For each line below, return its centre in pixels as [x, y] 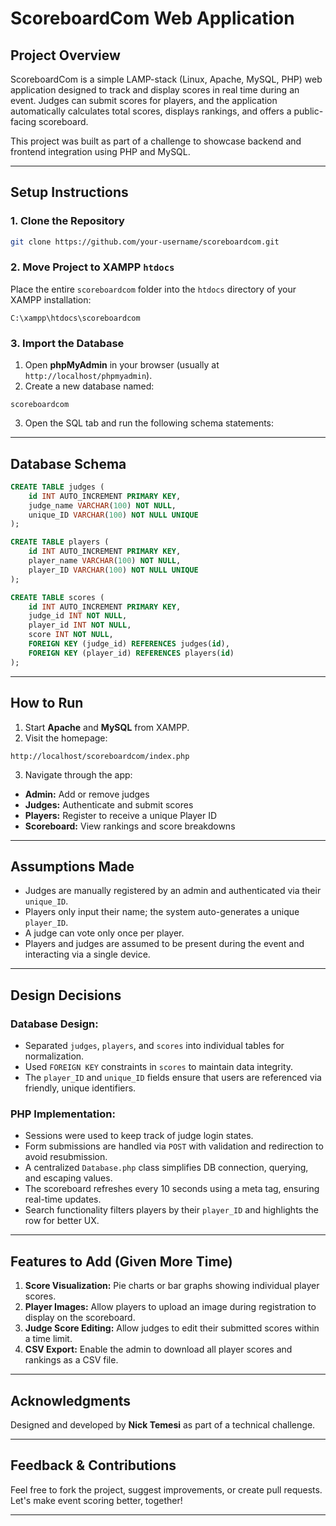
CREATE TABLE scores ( [57, 597]
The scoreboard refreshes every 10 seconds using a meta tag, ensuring [172, 1189]
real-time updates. [63, 1199]
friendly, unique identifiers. [80, 1088]
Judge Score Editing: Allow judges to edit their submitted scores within [172, 1328]
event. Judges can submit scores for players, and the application [144, 100]
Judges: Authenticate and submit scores [109, 804]
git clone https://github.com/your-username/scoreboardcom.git [145, 242]
